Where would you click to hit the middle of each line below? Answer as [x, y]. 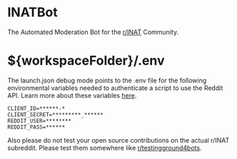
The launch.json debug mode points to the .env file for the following [107, 80]
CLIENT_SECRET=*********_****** [55, 114]
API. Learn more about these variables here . [72, 95]
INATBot [33, 12]
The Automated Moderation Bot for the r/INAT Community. [93, 32]
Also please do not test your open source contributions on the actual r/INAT [118, 140]
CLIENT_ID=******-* [36, 108]
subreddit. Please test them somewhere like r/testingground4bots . [105, 148]
